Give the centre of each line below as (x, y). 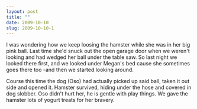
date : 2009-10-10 (28, 22)
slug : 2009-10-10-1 (30, 28)
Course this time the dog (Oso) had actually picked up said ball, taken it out (98, 81)
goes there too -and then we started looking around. (70, 70)
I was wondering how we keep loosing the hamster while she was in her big (98, 45)
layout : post (22, 11)
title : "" (18, 17)
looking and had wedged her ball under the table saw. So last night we (92, 57)
